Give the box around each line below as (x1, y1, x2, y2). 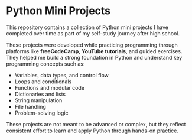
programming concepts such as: (6, 60, 85, 67)
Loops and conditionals (14, 78, 72, 85)
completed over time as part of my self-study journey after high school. (6, 30, 180, 37)
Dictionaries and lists (14, 90, 66, 97)
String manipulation (14, 96, 63, 104)
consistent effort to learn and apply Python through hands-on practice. (6, 127, 179, 134)
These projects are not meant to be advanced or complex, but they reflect (6, 121, 186, 128)
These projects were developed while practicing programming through (6, 41, 178, 48)
